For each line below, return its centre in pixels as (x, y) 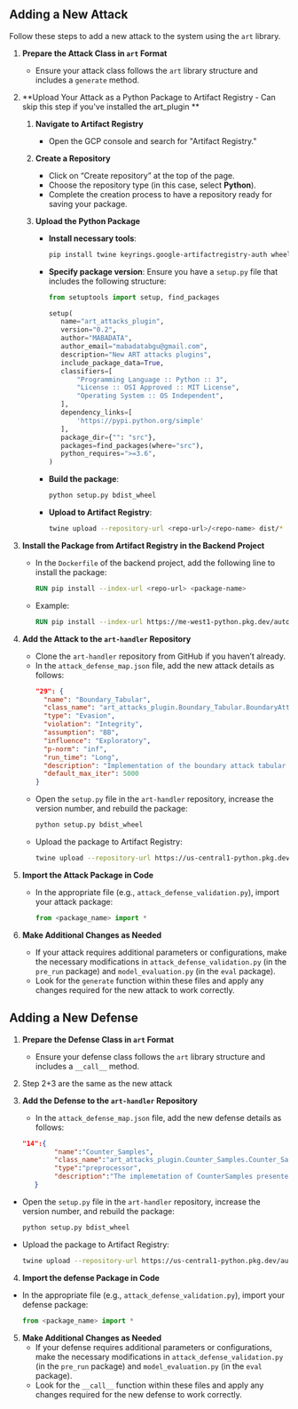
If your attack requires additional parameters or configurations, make (161, 952)
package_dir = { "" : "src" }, (109, 437)
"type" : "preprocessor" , (98, 1168)
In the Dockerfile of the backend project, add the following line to (155, 563)
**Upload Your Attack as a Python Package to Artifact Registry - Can (149, 97)
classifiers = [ (86, 371)
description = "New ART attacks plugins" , (136, 355)
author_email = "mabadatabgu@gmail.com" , (134, 347)
